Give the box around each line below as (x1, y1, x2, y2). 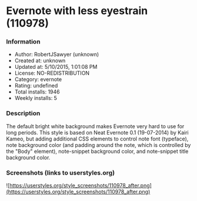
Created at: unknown (14, 57, 66, 64)
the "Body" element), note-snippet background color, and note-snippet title (6, 148, 189, 155)
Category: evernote (14, 76, 62, 83)
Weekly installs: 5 (14, 95, 58, 102)
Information (6, 38, 41, 46)
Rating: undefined (14, 82, 58, 89)
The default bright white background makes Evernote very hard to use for (6, 122, 185, 130)
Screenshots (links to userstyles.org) (6, 169, 115, 177)
